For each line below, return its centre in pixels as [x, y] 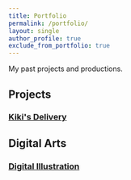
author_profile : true [45, 38]
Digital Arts [38, 143]
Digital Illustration [44, 166]
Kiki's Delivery [38, 117]
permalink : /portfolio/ [49, 23]
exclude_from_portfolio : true [59, 46]
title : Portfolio [38, 16]
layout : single [34, 31]
